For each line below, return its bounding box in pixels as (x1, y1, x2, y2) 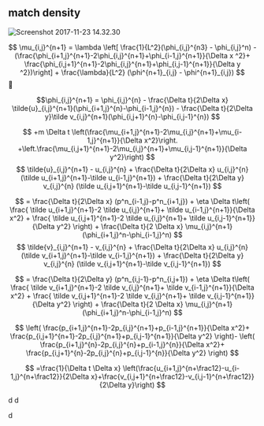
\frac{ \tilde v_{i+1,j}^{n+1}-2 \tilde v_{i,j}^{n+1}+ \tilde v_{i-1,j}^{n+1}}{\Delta (10, 283, 255, 292)
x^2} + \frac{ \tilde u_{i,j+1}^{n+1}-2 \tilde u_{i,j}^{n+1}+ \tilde (9, 213, 206, 223)
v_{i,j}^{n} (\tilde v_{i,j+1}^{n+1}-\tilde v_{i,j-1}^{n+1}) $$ (43, 259, 222, 269)
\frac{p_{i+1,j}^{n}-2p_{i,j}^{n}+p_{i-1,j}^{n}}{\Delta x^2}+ (39, 339, 225, 349)
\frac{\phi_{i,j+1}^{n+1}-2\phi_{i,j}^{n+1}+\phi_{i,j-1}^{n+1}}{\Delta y (24, 59, 241, 69)
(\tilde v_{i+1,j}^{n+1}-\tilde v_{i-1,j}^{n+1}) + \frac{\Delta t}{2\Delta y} (20, 250, 244, 260)
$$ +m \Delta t (22, 127, 70, 136)
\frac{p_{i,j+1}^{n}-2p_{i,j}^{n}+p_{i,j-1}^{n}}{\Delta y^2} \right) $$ (25, 348, 240, 357)
